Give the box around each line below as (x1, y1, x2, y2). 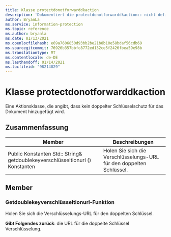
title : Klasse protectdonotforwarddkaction (5, 7, 99, 13)
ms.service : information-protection (5, 21, 83, 27)
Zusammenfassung (5, 123, 69, 132)
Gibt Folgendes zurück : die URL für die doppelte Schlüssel (5, 220, 130, 226)
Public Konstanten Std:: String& (8, 150, 82, 157)
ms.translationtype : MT (5, 50, 56, 55)
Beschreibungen (112, 138, 154, 145)
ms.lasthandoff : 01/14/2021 (5, 60, 65, 65)
